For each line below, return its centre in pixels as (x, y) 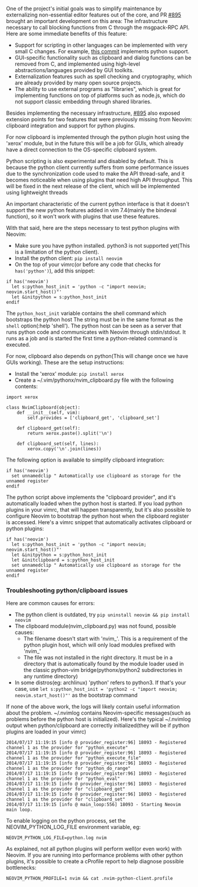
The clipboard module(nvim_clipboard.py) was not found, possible (95, 626)
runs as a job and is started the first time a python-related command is (92, 338)
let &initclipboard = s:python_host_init (63, 560)
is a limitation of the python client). (57, 252)
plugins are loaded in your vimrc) (46, 732)
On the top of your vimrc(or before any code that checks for (88, 264)
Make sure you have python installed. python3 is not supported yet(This (102, 246)
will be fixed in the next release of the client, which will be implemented (93, 186)
